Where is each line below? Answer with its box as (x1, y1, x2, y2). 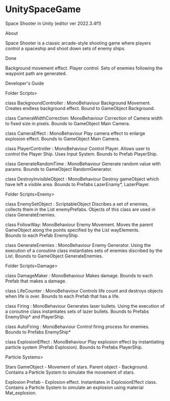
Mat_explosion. (5, 389, 37, 396)
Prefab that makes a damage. (5, 278, 67, 284)
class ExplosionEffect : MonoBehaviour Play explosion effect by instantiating (5, 339, 164, 345)
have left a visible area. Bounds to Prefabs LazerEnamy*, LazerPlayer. (5, 181, 150, 187)
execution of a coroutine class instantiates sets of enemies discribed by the (5, 247, 163, 253)
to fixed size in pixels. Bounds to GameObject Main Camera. (5, 120, 131, 126)
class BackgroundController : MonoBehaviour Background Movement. (5, 100, 151, 106)
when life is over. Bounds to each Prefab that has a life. (5, 293, 120, 299)
